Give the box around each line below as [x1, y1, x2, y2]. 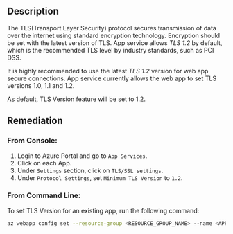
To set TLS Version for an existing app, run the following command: [7, 206, 200, 215]
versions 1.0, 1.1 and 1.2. [7, 81, 75, 89]
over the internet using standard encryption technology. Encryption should [7, 31, 221, 39]
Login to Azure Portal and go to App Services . [17, 152, 148, 160]
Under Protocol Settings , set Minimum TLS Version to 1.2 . [17, 173, 183, 182]
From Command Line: [7, 190, 81, 200]
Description [7, 6, 59, 17]
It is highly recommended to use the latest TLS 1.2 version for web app [7, 66, 209, 75]
